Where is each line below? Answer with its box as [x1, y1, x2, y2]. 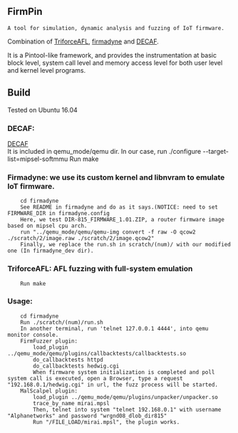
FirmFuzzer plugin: [20, 338, 78, 345]
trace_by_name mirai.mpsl [33, 400, 110, 407]
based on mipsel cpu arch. [7, 222, 88, 230]
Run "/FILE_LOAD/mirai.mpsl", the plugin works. [33, 418, 180, 426]
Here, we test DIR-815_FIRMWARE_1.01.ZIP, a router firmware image [20, 216, 224, 224]
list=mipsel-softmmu [7, 155, 68, 163]
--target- [202, 147, 229, 155]
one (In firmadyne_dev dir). [7, 247, 94, 255]
